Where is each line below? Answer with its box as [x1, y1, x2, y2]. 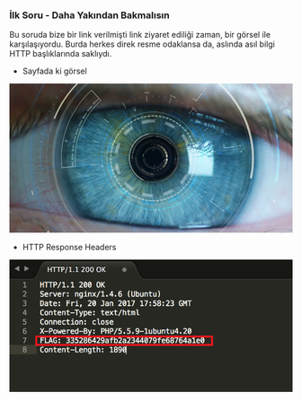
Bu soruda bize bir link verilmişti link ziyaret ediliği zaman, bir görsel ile [9, 30, 271, 40]
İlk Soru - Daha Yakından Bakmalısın [9, 9, 170, 22]
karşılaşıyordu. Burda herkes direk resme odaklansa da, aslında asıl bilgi [9, 39, 276, 49]
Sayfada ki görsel [22, 65, 87, 76]
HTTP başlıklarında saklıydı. [9, 48, 112, 59]
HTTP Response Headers [22, 242, 117, 253]
